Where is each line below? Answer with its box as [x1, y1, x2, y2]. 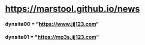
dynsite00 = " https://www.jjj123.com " [5, 21, 99, 28]
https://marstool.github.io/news [5, 3, 140, 15]
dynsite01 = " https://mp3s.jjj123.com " [5, 34, 99, 41]
